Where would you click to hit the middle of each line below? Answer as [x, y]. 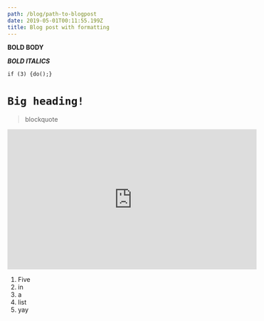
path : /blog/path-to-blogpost [52, 14]
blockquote [41, 120]
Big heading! [46, 101]
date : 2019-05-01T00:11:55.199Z [55, 21]
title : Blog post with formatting [59, 27]
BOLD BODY [26, 48]
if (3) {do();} [30, 74]
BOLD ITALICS [29, 61]
